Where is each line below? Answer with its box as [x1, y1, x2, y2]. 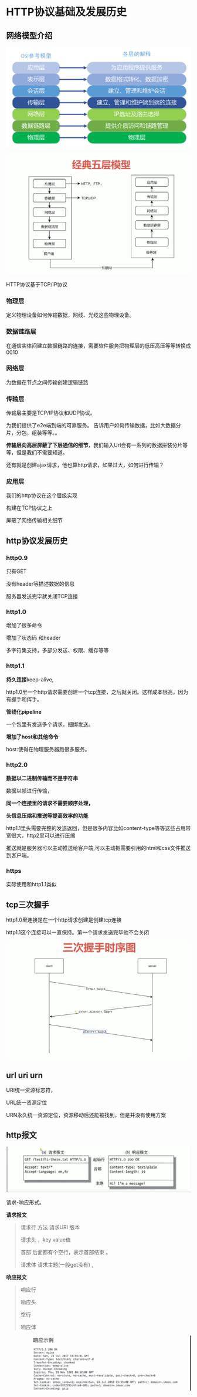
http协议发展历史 [6, 535, 68, 546]
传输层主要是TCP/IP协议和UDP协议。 [6, 409, 96, 417]
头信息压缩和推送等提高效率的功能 [6, 812, 89, 819]
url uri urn [6, 1070, 43, 1080]
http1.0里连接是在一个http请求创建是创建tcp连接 [6, 916, 122, 923]
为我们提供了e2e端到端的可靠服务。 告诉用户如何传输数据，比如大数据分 [6, 422, 181, 429]
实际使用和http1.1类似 [6, 881, 57, 888]
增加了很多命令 [6, 622, 42, 629]
